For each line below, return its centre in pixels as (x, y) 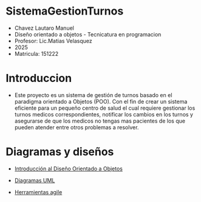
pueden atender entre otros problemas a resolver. (77, 127)
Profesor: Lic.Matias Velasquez (53, 41)
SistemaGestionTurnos (65, 11)
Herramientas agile (38, 192)
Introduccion (39, 79)
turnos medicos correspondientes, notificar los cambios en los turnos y (104, 114)
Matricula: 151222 (36, 53)
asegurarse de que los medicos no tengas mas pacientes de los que (100, 121)
